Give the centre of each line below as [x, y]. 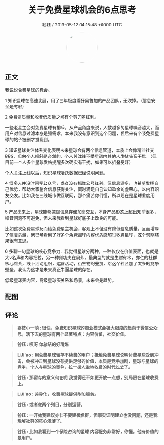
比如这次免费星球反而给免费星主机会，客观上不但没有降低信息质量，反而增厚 [82, 228]
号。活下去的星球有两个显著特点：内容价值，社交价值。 [72, 334]
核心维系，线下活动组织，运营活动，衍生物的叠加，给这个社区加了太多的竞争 [82, 263]
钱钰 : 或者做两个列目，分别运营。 [51, 404]
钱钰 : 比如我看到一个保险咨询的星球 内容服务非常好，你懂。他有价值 [86, 431]
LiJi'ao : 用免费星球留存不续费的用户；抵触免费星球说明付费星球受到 [86, 355]
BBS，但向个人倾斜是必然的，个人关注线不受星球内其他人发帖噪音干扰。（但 [81, 156]
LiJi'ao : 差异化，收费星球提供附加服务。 [58, 394]
